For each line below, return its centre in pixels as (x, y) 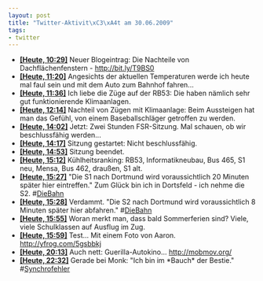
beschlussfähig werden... (60, 135)
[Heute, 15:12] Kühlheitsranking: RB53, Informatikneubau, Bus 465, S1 (132, 160)
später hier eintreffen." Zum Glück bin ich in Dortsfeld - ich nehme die (132, 185)
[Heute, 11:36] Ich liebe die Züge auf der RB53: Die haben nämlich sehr (135, 93)
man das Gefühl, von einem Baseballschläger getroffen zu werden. (127, 118)
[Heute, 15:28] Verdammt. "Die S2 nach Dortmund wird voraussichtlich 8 (137, 202)
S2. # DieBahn (42, 194)
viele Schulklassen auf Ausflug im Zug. (82, 227)
